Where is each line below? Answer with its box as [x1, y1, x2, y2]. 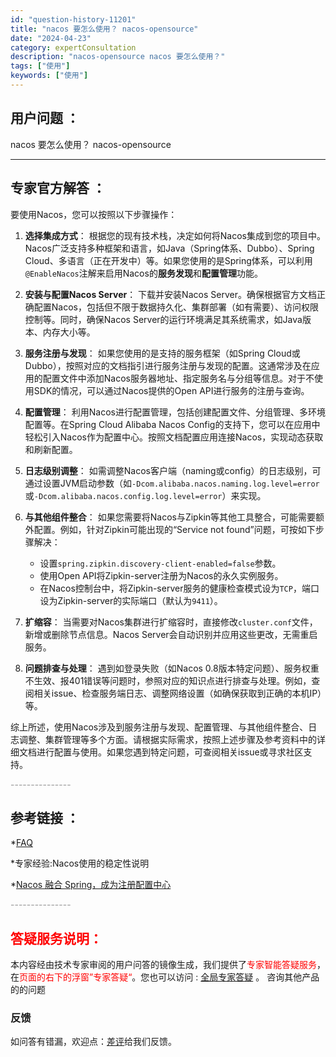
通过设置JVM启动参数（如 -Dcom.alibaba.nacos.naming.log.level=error [24, 477, 320, 489]
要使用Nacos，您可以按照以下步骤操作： [10, 208, 178, 220]
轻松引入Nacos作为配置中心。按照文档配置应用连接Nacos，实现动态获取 [24, 431, 324, 443]
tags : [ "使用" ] [10, 61, 71, 71]
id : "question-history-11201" [10, 14, 137, 25]
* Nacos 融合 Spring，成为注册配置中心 [10, 879, 172, 891]
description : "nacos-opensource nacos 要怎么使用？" [10, 52, 226, 62]
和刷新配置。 [24, 443, 78, 455]
